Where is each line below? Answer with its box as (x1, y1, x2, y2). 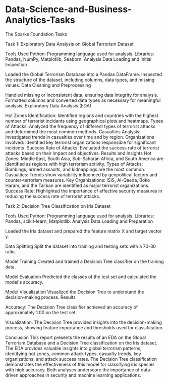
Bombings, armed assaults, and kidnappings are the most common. (5, 166, 145, 172)
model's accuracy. (5, 279, 44, 285)
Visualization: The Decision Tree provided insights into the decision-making (5, 319, 162, 325)
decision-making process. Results (5, 294, 76, 300)
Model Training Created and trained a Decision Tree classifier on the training (5, 258, 164, 264)
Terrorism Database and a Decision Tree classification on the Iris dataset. (5, 339, 158, 346)
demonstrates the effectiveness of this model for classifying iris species (5, 361, 155, 367)
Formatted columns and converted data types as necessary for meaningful (5, 97, 161, 103)
